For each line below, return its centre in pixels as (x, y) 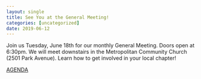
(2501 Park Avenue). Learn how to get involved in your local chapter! (91, 58)
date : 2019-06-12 (28, 28)
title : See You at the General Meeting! (58, 17)
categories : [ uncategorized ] (43, 23)
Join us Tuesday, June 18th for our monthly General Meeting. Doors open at (101, 45)
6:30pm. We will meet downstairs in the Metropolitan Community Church (97, 52)
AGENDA (17, 70)
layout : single (25, 12)
